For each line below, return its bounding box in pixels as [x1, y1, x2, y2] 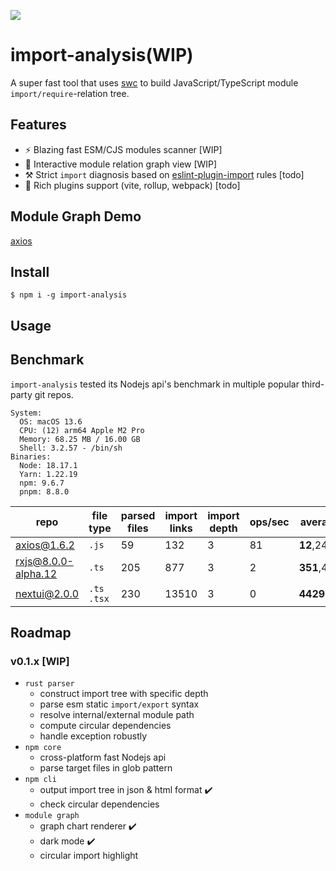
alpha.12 [15, 566, 58, 580]
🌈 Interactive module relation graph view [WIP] [24, 158, 218, 170]
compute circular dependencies [39, 720, 172, 732]
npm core [24, 743, 62, 753]
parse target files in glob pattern [39, 762, 173, 774]
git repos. [34, 388, 74, 400]
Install [10, 263, 50, 280]
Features [10, 116, 67, 134]
